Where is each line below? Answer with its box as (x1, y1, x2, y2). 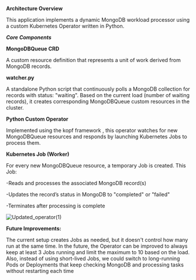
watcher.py (6, 74, 35, 81)
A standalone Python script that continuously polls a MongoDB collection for (6, 86, 190, 93)
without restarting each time (6, 268, 74, 274)
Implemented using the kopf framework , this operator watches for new (6, 127, 178, 134)
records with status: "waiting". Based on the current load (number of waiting (6, 92, 190, 98)
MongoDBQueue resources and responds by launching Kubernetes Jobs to (6, 133, 187, 140)
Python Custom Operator (6, 115, 68, 122)
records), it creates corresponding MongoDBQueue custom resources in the (6, 98, 190, 105)
